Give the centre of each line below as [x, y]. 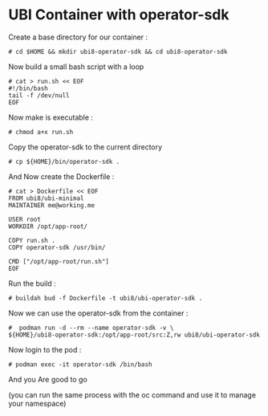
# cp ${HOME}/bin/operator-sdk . [64, 161]
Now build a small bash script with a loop [76, 67]
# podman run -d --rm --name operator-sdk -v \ [91, 328]
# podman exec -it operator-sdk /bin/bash [80, 364]
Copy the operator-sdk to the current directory [85, 147]
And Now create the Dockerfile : [61, 176]
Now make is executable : [51, 117]
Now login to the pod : [45, 349]
